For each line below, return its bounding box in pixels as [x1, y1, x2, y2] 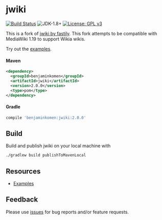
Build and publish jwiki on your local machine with [6, 143, 111, 149]
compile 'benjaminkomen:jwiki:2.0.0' [6, 115, 86, 120]
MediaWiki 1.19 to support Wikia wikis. [6, 36, 86, 42]
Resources [6, 167, 41, 175]
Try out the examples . [6, 46, 52, 52]
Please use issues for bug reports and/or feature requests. [6, 209, 129, 215]
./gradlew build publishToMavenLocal [6, 152, 86, 158]
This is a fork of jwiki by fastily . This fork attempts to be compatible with [6, 30, 157, 36]
